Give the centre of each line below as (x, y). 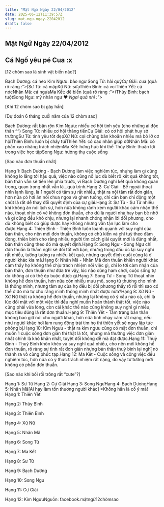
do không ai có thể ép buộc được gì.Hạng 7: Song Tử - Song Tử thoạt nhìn (80, 276)
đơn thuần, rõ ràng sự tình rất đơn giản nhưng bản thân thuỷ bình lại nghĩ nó (82, 349)
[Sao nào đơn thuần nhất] (31, 162)
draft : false (18, 23)
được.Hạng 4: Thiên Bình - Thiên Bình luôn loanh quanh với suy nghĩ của (78, 229)
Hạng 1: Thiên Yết (23, 394)
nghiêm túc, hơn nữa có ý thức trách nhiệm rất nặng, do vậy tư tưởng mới (79, 360)
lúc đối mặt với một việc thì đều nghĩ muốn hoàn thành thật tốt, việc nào (78, 302)
